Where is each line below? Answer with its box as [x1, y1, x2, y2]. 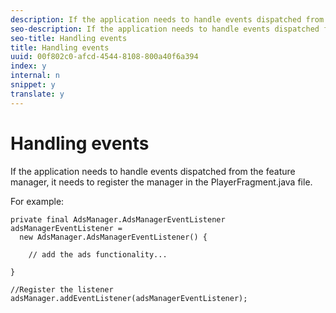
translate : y [10, 89, 65, 99]
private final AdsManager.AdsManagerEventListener [10, 214, 226, 225]
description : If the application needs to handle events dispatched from [10, 14, 325, 25]
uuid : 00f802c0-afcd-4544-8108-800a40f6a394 [10, 52, 199, 62]
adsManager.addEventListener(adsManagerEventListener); [10, 293, 248, 303]
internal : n [10, 71, 60, 81]
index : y [10, 61, 47, 71]
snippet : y [10, 80, 56, 90]
